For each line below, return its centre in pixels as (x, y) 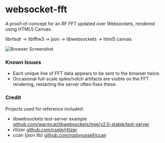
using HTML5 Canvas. (29, 29)
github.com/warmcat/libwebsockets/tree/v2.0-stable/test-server (81, 124)
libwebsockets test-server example (50, 118)
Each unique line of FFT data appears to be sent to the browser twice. (86, 73)
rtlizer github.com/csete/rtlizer (45, 130)
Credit (13, 97)
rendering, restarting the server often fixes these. (65, 84)
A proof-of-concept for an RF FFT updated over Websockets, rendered (80, 24)
